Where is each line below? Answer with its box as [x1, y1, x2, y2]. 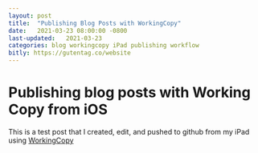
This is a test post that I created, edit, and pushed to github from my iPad [8, 127, 250, 136]
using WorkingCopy [8, 135, 74, 145]
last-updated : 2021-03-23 [8, 34, 103, 42]
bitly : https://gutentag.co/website [8, 49, 131, 57]
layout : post [8, 11, 52, 20]
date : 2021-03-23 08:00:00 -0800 [8, 26, 128, 34]
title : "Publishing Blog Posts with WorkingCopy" [8, 19, 182, 27]
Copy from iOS [8, 101, 109, 119]
